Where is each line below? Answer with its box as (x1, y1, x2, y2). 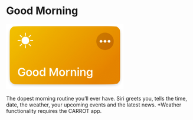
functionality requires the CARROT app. (6, 107, 102, 114)
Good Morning (6, 4, 78, 18)
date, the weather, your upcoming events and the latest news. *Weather (6, 101, 182, 108)
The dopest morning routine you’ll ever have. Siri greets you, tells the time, (6, 95, 188, 102)
